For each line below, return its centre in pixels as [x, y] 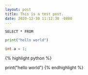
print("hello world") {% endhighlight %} [44, 68]
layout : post [18, 9]
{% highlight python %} [28, 58]
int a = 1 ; [16, 49]
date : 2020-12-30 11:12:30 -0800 [39, 18]
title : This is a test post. [34, 14]
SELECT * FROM [19, 32]
